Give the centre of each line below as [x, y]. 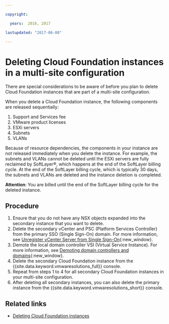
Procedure [22, 206]
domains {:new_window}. [38, 256]
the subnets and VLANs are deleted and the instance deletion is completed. [84, 175]
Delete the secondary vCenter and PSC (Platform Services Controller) [85, 229]
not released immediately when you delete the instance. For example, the [81, 153]
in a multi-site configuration [65, 72]
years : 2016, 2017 [30, 23]
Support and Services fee [39, 117]
